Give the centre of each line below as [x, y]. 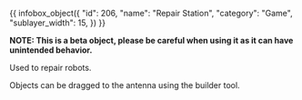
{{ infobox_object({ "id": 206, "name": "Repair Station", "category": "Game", [151, 13]
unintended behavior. [51, 50]
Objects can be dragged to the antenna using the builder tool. [125, 85]
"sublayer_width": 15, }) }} [58, 23]
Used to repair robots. [50, 68]
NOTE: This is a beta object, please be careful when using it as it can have [151, 40]
